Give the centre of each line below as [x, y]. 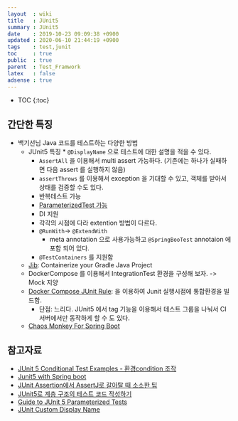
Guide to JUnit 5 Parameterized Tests [72, 402]
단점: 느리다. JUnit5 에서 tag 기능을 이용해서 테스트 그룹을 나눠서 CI [133, 309]
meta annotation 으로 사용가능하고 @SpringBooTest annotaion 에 [140, 240]
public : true [30, 60]
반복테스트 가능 [60, 196]
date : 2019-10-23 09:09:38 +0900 [63, 34]
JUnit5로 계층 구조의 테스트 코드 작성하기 [75, 394]
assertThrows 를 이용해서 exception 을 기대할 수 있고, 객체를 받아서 [133, 178]
